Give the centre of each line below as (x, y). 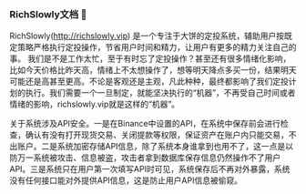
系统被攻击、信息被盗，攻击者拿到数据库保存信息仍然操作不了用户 (157, 158)
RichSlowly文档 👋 (48, 14)
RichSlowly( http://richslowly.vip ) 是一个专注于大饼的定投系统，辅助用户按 (147, 36)
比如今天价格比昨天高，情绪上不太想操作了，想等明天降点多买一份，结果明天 (153, 70)
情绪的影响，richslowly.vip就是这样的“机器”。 (95, 104)
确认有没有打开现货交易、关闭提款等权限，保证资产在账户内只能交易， (157, 135)
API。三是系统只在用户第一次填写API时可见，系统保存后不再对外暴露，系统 (150, 169)
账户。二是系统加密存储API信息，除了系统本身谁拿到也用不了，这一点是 (151, 147)
